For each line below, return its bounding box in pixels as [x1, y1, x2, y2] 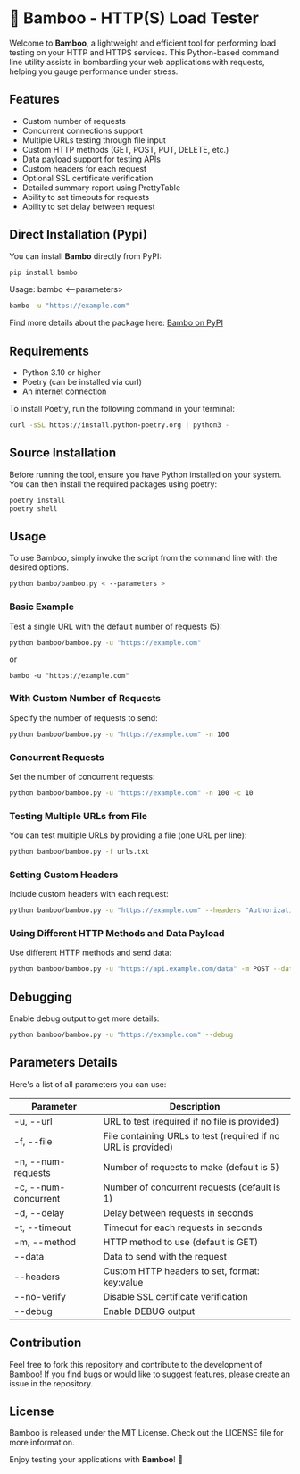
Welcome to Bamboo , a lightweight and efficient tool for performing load [9, 38, 277, 48]
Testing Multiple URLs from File [9, 809, 148, 822]
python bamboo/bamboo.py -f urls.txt [9, 848, 150, 857]
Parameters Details [9, 1055, 118, 1070]
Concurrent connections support [21, 125, 143, 136]
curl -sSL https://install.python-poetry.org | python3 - [9, 421, 229, 430]
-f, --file [13, 1135, 53, 1147]
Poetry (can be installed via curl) [21, 377, 143, 388]
